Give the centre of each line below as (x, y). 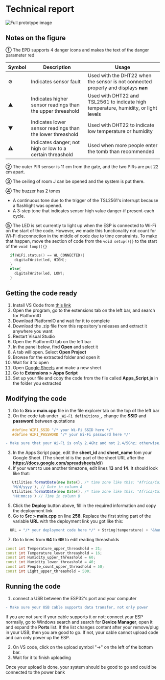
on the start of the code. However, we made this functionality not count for (81, 230)
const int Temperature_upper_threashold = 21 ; (54, 548)
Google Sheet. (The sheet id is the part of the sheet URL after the (78, 458)
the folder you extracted (37, 383)
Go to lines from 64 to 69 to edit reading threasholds (66, 539)
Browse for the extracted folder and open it (56, 357)
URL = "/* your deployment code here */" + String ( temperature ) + (79, 530)
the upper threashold (55, 111)
